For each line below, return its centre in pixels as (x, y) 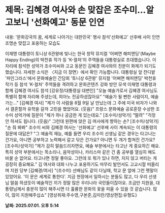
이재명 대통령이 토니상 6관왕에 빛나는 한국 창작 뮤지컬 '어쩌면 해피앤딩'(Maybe (81, 53)
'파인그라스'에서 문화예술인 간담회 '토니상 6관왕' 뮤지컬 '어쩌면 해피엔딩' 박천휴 (81, 78)
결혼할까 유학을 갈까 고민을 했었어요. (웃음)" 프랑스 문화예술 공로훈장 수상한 (82, 109)
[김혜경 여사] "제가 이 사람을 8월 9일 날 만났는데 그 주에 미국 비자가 (84, 103)
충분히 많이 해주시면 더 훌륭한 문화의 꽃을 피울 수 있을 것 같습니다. (89, 189)
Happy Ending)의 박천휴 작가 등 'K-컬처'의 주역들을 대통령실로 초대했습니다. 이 (81, 60)
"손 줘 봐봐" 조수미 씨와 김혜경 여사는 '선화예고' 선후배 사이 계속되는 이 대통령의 (81, 127)
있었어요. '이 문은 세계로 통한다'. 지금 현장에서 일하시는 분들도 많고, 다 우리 (76, 176)
